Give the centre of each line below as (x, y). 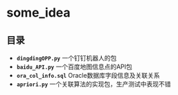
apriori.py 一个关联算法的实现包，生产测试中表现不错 (94, 84)
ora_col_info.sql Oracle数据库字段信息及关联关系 (88, 75)
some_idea (38, 13)
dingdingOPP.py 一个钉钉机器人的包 (66, 58)
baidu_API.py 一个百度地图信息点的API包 (74, 67)
